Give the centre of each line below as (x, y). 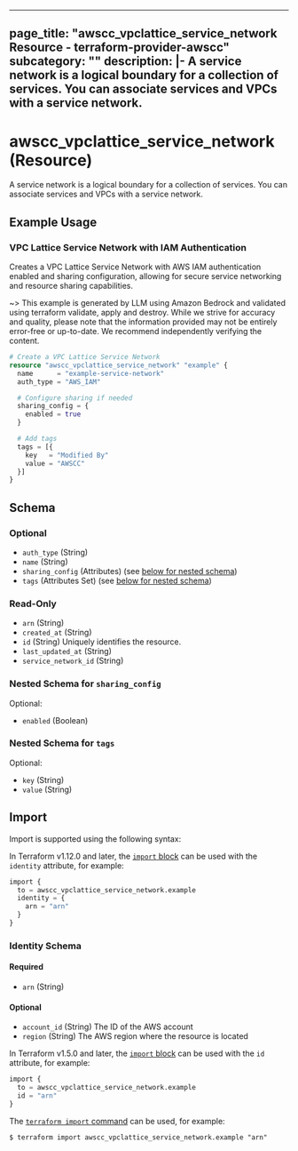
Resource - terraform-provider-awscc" (120, 48)
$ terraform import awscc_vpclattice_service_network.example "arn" (138, 1137)
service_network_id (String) (73, 661)
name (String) (45, 562)
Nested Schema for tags (62, 743)
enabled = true (53, 414)
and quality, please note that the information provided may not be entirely (143, 322)
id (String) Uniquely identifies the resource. (102, 642)
